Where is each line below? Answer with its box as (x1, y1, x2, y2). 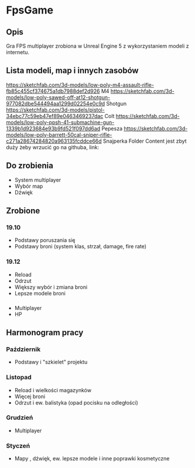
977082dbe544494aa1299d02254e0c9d (6, 100, 105, 107)
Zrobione (6, 206, 40, 216)
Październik (6, 345, 41, 353)
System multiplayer (14, 176, 61, 183)
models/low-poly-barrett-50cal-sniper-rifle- (6, 131, 112, 138)
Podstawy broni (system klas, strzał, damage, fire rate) (14, 243, 147, 250)
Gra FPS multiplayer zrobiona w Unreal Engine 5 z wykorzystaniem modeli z (6, 42, 189, 49)
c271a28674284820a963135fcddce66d (6, 137, 102, 144)
